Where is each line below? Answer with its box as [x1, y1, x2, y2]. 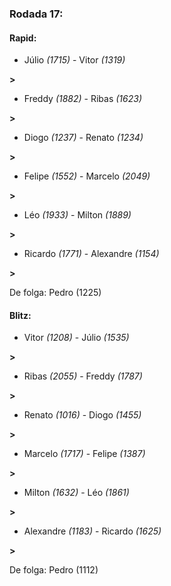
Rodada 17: [9, 7, 64, 21]
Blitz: [9, 309, 32, 321]
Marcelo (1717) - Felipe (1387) [23, 448, 146, 460]
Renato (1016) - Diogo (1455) [23, 409, 142, 421]
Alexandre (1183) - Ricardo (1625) [23, 525, 162, 537]
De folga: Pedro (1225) [9, 287, 102, 299]
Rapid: [9, 32, 37, 44]
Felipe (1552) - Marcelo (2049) [23, 170, 151, 182]
